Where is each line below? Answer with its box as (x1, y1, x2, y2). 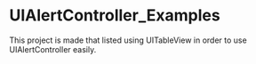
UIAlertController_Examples (9, 5, 220, 26)
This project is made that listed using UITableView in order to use (9, 35, 247, 45)
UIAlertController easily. (9, 44, 97, 54)
